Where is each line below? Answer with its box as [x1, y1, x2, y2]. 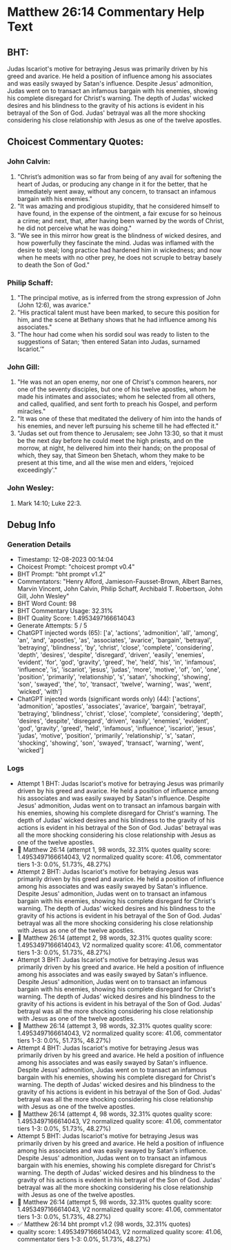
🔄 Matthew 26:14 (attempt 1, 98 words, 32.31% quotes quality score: [17, 845, 212, 853]
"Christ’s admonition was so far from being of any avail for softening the [17, 172, 222, 180]
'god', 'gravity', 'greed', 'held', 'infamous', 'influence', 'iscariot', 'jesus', [17, 724, 216, 732]
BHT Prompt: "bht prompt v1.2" [17, 570, 106, 578]
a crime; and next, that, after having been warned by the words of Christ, [17, 216, 225, 225]
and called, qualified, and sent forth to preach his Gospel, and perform [17, 400, 217, 408]
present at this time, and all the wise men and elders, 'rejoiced [17, 459, 194, 467]
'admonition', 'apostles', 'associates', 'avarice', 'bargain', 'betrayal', [17, 702, 207, 710]
